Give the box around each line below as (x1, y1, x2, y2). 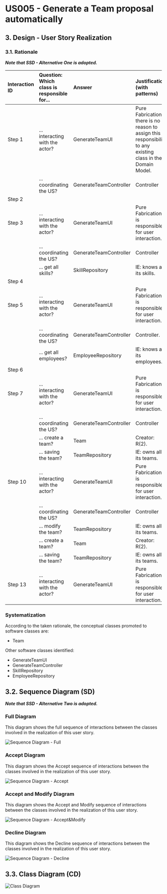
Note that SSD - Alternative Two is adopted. (5, 700, 98, 706)
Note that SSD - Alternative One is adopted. (5, 59, 98, 65)
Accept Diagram (5, 752, 45, 759)
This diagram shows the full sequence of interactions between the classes (5, 724, 158, 730)
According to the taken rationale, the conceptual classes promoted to (5, 623, 147, 629)
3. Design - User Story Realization (5, 33, 112, 42)
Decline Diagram (5, 829, 46, 836)
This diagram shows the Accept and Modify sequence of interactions (5, 801, 147, 807)
